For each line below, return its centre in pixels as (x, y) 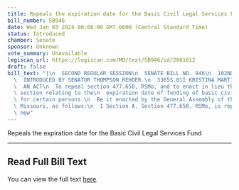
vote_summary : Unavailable (47, 54)
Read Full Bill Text (47, 162)
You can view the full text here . (53, 179)
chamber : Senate (31, 40)
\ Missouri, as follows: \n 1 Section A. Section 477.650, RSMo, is (117, 106)
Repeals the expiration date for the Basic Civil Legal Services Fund (105, 133)
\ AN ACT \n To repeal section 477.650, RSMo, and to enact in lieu (119, 86)
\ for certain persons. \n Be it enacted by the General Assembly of (119, 100)
